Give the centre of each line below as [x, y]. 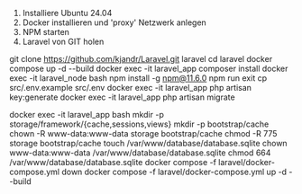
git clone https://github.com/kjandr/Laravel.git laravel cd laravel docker [141, 59]
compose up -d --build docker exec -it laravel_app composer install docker [149, 68]
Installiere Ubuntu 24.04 [67, 13]
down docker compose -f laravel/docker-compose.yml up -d [174, 172]
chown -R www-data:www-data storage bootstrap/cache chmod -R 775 [143, 133]
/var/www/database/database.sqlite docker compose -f [113, 162]
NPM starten [46, 32]
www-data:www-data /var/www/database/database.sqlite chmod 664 [140, 153]
